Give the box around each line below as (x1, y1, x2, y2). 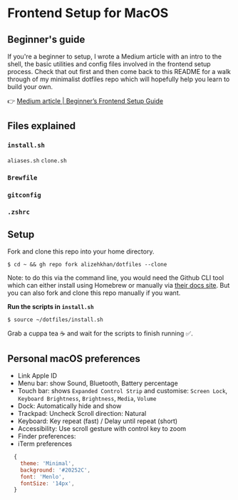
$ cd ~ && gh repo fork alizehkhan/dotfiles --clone (7, 261, 167, 269)
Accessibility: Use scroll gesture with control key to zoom (17, 425, 187, 433)
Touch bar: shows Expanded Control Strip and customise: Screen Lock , (17, 387, 228, 395)
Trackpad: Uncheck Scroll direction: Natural (17, 410, 147, 418)
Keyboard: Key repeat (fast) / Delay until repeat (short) (17, 417, 178, 425)
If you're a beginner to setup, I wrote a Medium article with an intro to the (7, 52, 222, 61)
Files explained (7, 120, 76, 132)
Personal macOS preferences (7, 353, 141, 365)
